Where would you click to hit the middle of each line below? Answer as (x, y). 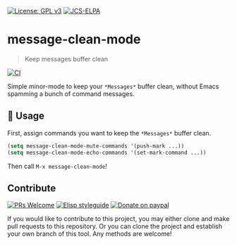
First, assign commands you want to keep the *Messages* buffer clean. (109, 133)
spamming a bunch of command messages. (71, 94)
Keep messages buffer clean (66, 59)
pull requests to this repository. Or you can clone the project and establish (115, 227)
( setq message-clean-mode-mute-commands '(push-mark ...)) (96, 146)
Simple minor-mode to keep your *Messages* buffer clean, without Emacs (113, 86)
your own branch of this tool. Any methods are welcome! (90, 234)
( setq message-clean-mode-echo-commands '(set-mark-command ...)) (107, 153)
